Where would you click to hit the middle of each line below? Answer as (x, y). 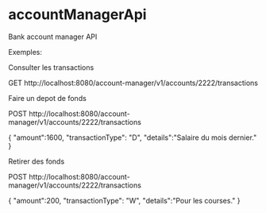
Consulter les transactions (51, 67)
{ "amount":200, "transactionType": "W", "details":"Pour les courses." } (124, 200)
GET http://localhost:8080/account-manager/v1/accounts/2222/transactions (133, 83)
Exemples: (25, 52)
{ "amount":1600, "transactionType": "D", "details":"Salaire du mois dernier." (133, 137)
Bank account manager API (53, 37)
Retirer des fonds (37, 161)
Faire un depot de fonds (48, 98)
